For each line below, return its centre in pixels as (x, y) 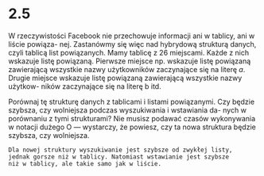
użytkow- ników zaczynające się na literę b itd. (85, 86)
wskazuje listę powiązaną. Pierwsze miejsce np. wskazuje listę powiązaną (130, 61)
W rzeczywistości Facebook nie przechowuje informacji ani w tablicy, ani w (132, 36)
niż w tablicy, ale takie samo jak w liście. (85, 163)
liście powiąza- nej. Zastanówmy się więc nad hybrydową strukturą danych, (132, 44)
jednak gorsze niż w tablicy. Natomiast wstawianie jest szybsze (118, 157)
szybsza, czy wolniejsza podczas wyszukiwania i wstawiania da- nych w (127, 110)
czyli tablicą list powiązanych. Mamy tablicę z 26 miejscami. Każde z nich (129, 52)
